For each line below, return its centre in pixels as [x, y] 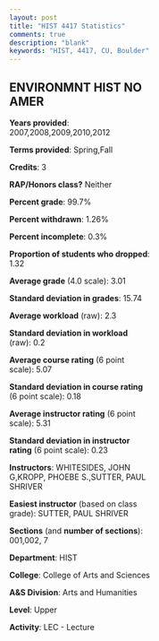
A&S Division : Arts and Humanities [73, 592]
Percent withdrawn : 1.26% [59, 219]
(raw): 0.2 [27, 342]
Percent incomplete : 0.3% [59, 236]
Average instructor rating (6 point [72, 413]
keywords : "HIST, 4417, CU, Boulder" [79, 51]
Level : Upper [33, 610]
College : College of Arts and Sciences [79, 575]
